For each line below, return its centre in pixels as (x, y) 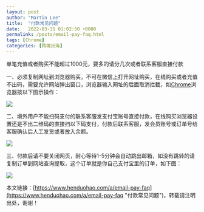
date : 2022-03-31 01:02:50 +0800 (51, 29)
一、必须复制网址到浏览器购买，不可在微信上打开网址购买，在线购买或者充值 (102, 77)
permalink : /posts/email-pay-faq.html (55, 35)
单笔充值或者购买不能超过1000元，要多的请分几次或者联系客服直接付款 (95, 64)
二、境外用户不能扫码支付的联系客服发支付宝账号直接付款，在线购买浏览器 (99, 116)
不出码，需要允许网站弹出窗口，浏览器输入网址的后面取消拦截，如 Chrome (99, 84)
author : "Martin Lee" (34, 18)
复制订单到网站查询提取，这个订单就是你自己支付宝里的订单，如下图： (94, 163)
